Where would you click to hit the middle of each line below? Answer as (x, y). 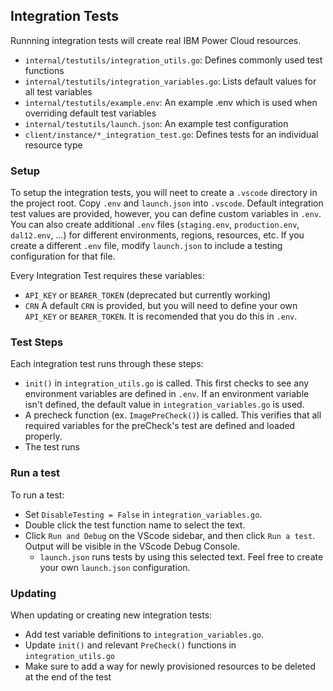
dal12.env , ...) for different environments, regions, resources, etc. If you (157, 235)
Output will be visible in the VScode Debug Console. (132, 546)
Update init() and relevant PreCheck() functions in (130, 645)
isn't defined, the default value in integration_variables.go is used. (164, 405)
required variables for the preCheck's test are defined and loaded (160, 426)
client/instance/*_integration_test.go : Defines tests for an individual (171, 134)
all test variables (58, 91)
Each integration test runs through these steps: (107, 364)
